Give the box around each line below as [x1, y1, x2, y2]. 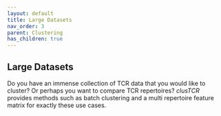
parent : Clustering [7, 29, 63, 36]
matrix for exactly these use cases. [7, 101, 107, 109]
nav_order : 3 [7, 23, 45, 30]
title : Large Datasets [7, 16, 72, 23]
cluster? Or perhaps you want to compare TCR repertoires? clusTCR [7, 86, 200, 95]
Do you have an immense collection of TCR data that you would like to [7, 79, 206, 87]
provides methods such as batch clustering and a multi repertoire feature [7, 93, 215, 102]
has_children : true [7, 36, 63, 43]
